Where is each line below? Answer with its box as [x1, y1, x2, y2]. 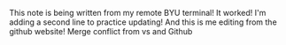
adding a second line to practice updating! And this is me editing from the [9, 17, 277, 27]
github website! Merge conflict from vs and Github [9, 26, 193, 36]
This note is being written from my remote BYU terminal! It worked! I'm [9, 8, 267, 18]
